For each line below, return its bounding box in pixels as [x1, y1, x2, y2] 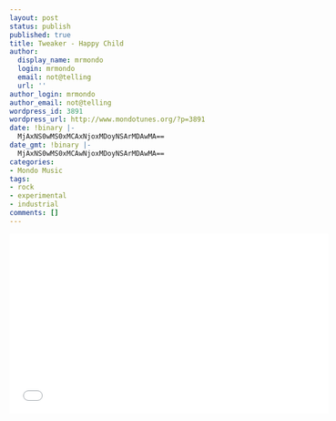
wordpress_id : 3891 [9, 107, 84, 116]
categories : [9, 157, 55, 167]
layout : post [9, 13, 59, 23]
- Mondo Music [9, 166, 64, 175]
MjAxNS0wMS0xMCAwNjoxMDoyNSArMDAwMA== [17, 149, 166, 158]
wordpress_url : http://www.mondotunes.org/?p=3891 [9, 115, 206, 124]
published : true [9, 30, 71, 39]
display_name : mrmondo [17, 56, 104, 65]
